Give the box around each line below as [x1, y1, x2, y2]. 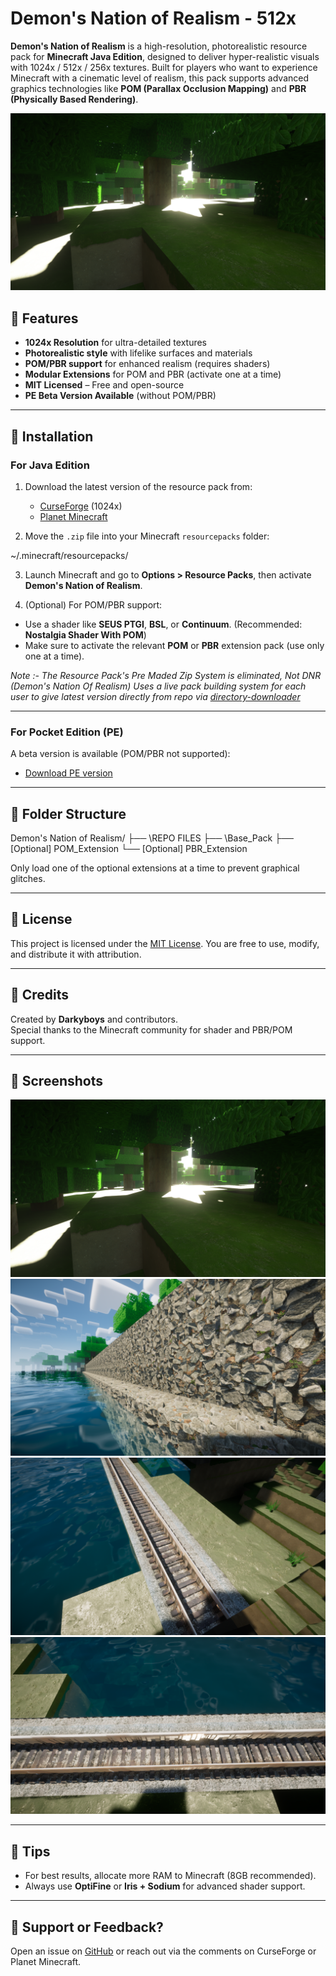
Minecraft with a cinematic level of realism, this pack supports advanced [10, 72, 309, 84]
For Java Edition [10, 458, 90, 472]
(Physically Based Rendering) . [10, 93, 139, 105]
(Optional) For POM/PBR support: [24, 598, 163, 611]
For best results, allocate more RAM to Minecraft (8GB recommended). [24, 1870, 317, 1882]
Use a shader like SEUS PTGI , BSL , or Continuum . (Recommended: [24, 618, 303, 630]
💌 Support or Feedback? [10, 1918, 164, 1936]
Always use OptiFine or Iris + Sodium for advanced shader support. [24, 1880, 306, 1892]
